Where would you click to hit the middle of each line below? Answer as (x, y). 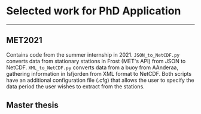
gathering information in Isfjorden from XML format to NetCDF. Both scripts (99, 73)
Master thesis (32, 105)
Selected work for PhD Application (94, 11)
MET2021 (25, 40)
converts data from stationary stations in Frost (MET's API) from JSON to (96, 61)
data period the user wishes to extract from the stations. (75, 86)
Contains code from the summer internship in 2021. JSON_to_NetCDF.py (93, 54)
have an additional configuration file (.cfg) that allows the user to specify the (100, 80)
